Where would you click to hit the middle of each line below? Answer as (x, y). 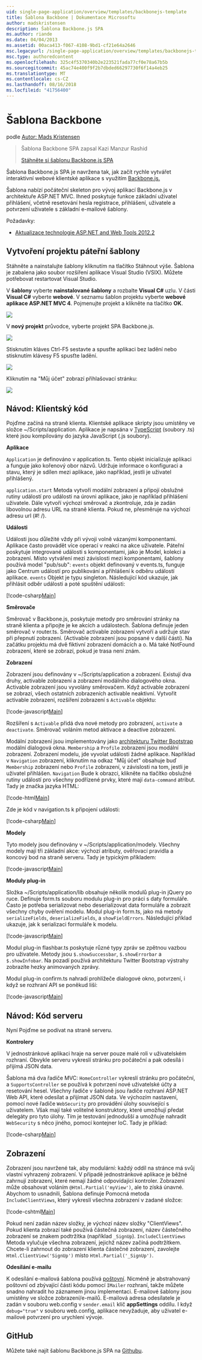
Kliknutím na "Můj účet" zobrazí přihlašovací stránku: (72, 378)
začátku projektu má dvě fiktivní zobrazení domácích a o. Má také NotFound (101, 645)
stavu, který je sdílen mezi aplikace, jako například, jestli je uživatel (89, 472)
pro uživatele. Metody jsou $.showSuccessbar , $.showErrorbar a (84, 954)
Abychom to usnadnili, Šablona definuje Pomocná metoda (78, 1194)
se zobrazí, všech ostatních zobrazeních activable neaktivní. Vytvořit (91, 694)
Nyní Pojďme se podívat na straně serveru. (60, 1030)
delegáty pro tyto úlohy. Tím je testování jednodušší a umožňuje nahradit (96, 1117)
